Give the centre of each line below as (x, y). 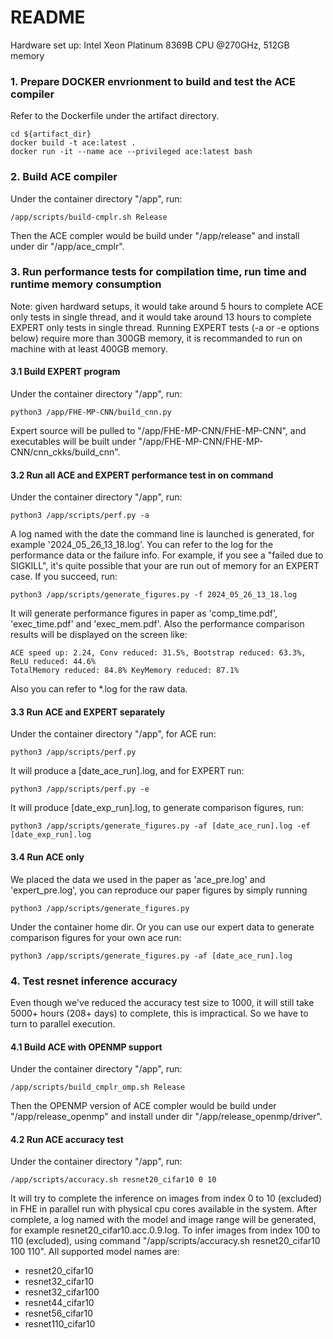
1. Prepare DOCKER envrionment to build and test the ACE (153, 81)
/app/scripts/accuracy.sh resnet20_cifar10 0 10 (113, 1180)
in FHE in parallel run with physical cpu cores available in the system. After (164, 1209)
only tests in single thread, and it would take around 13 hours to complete (161, 317)
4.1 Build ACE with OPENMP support (86, 1047)
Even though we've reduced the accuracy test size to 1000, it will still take (162, 1002)
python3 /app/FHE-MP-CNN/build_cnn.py (91, 412)
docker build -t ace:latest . (73, 143)
